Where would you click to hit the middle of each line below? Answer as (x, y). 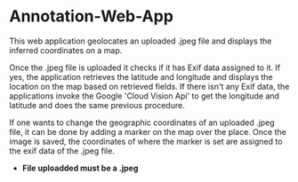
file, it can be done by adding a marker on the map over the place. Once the (148, 131)
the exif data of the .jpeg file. (62, 150)
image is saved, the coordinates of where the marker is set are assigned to (146, 141)
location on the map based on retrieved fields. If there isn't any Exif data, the (149, 86)
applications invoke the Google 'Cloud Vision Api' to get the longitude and (145, 96)
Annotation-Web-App (91, 16)
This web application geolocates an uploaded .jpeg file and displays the (141, 41)
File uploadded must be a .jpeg (80, 168)
